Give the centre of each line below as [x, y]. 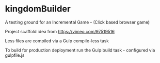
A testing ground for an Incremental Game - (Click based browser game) [77, 22]
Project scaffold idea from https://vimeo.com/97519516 [60, 31]
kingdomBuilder [38, 9]
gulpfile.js [15, 55]
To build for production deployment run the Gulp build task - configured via [80, 50]
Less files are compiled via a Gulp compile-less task [57, 41]
